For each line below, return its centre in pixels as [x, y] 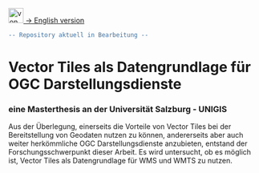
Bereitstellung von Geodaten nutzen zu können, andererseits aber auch [126, 135]
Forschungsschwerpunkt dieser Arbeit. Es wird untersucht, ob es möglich [129, 152]
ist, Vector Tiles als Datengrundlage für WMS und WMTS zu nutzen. [120, 161]
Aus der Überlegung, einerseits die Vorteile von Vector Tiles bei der [120, 127]
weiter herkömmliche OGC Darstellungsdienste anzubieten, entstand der [128, 143]
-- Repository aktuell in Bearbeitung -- [79, 35]
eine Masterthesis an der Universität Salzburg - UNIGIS [117, 109]
